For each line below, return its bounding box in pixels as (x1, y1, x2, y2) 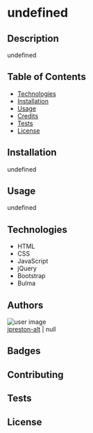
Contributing (7, 368, 64, 380)
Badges (7, 345, 41, 357)
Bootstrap (17, 272, 46, 280)
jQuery (17, 264, 37, 272)
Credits (17, 111, 39, 120)
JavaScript (17, 257, 49, 265)
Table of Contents (7, 71, 87, 83)
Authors (7, 299, 44, 311)
